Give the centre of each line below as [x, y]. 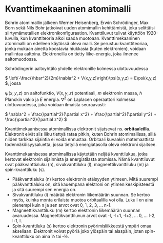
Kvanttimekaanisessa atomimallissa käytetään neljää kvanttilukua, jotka [76, 154]
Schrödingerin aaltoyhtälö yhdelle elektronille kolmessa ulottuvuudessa [77, 68]
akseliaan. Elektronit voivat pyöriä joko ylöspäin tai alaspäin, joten [78, 231]
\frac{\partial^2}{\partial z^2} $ [36, 119]
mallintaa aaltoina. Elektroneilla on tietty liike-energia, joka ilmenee [72, 54]
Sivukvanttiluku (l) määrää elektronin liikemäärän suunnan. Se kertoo [81, 194]
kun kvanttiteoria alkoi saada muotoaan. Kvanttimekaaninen [80, 38]
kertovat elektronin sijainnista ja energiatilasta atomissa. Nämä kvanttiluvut [80, 159]
